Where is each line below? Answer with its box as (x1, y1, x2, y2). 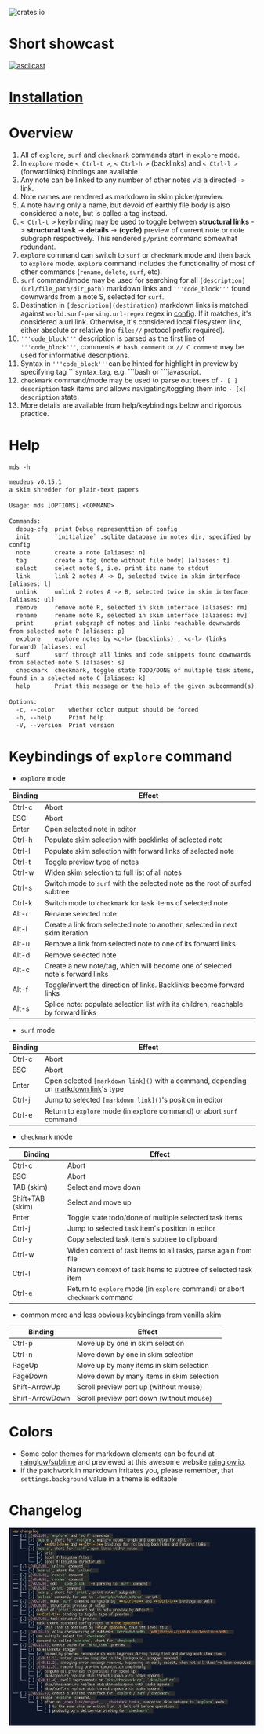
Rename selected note (44, 909, 117, 918)
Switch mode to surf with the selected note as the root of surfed (44, 879, 251, 888)
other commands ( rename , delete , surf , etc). (20, 267, 163, 276)
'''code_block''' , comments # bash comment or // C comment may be (20, 342, 244, 352)
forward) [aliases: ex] (9, 643, 87, 651)
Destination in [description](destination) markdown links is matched (20, 301, 248, 310)
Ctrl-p (12, 1339, 34, 1348)
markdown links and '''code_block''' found (106, 284, 251, 294)
